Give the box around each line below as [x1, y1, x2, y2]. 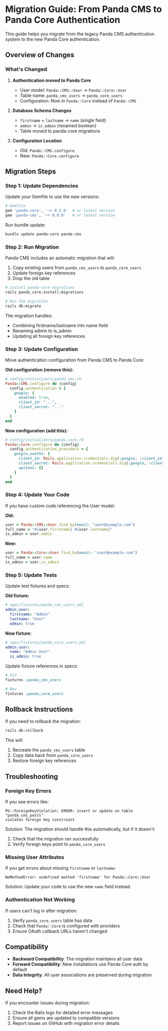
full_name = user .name [5, 555, 52, 560]
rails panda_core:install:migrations [5, 290, 84, 295]
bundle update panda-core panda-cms [5, 231, 81, 237]
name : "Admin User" [9, 649, 50, 654]
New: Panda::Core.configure [19, 152, 79, 159]
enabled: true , [18, 395, 50, 400]
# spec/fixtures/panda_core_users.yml [5, 640, 86, 645]
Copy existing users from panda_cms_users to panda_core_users [12, 265, 141, 271]
